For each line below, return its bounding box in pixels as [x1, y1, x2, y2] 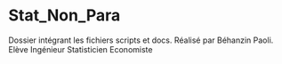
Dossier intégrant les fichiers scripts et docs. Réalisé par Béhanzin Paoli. [8, 35, 274, 45]
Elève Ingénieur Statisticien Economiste [8, 44, 153, 54]
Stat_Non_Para [8, 5, 121, 26]
